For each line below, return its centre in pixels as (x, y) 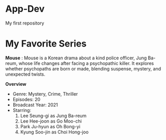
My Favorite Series (46, 44)
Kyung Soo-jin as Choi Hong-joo (54, 132)
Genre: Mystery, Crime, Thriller (45, 94)
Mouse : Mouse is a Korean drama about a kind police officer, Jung (76, 58)
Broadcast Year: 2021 (35, 105)
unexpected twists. (25, 74)
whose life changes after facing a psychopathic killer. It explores (86, 63)
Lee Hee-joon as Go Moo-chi (51, 121)
